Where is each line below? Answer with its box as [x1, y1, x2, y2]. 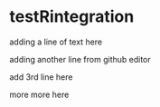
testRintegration [9, 6, 135, 27]
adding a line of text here [9, 36, 103, 47]
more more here [9, 89, 70, 100]
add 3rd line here [9, 71, 73, 83]
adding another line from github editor [9, 53, 151, 64]
